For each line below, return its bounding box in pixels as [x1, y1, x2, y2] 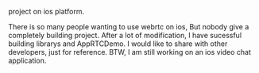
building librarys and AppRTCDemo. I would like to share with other [8, 39, 228, 48]
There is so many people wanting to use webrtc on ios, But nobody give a [8, 22, 249, 31]
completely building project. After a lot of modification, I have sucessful [8, 31, 242, 40]
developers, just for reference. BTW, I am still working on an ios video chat [8, 48, 252, 56]
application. [8, 56, 47, 65]
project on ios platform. [8, 7, 85, 16]
